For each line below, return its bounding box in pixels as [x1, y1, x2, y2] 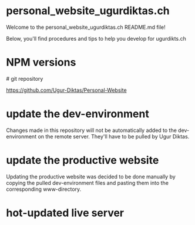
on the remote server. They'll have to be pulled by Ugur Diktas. [38, 133, 190, 140]
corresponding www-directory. [6, 186, 82, 193]
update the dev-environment [6, 107, 150, 121]
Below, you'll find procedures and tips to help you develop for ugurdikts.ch [6, 35, 187, 42]
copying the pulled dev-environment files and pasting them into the [6, 179, 169, 186]
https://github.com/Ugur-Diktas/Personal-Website [6, 87, 127, 94]
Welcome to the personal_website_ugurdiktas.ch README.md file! [6, 24, 166, 31]
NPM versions [6, 56, 76, 69]
